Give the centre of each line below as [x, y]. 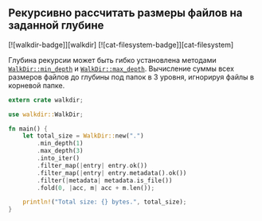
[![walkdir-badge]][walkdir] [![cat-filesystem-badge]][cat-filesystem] [121, 45]
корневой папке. [37, 85]
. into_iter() [59, 158]
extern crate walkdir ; [46, 100]
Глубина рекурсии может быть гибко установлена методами [112, 60]
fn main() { [28, 129]
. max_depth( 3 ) [60, 151]
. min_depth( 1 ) [60, 143]
